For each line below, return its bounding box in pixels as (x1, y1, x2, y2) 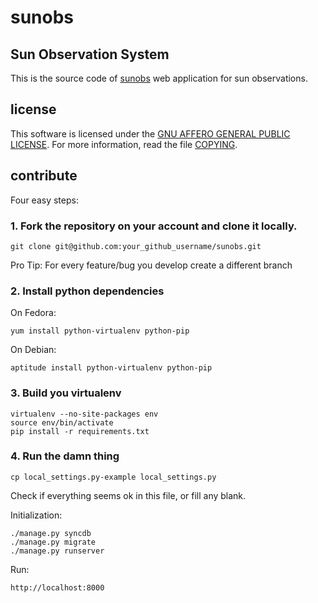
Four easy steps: (10, 194, 79, 206)
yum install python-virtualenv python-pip (10, 326, 190, 336)
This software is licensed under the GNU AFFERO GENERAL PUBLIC (10, 127, 291, 140)
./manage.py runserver (10, 546, 105, 556)
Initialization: (10, 509, 63, 521)
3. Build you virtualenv (10, 386, 122, 400)
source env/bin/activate (10, 417, 114, 428)
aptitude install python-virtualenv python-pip (10, 363, 213, 373)
